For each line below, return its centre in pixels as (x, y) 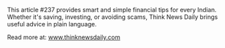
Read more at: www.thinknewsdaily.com (64, 37)
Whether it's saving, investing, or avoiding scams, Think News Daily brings (113, 17)
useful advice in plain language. (52, 24)
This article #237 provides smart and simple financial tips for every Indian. (112, 10)
